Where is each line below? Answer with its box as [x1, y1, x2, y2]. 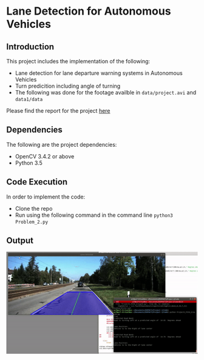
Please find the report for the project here [6, 107, 110, 114]
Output [6, 236, 33, 246]
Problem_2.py [15, 219, 49, 225]
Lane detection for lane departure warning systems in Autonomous [15, 69, 183, 77]
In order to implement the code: [6, 193, 86, 200]
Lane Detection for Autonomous [6, 4, 171, 18]
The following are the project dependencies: [6, 141, 117, 148]
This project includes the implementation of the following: [6, 58, 151, 65]
